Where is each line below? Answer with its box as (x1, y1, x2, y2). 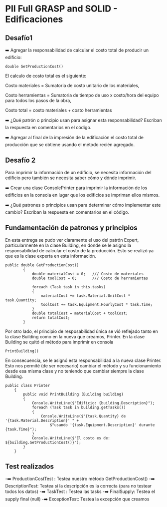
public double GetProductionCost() (5, 262, 79, 268)
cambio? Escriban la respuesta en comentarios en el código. (5, 209, 130, 215)
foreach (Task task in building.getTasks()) (31, 405, 126, 410)
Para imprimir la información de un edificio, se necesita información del (5, 169, 152, 175)
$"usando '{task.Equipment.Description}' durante (49, 422, 155, 427)
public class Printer (5, 383, 50, 388)
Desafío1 (5, 34, 33, 42)
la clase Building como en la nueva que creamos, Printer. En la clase (5, 333, 145, 339)
